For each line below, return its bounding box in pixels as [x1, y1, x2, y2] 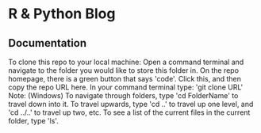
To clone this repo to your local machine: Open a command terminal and [8, 57, 244, 66]
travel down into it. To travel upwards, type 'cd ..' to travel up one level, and [8, 100, 254, 108]
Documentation [8, 36, 87, 50]
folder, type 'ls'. [8, 116, 59, 125]
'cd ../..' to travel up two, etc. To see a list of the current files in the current [8, 108, 251, 117]
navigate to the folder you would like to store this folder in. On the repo [8, 66, 240, 75]
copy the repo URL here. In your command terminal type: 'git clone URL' [8, 82, 244, 92]
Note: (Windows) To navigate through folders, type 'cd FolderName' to [8, 91, 239, 100]
